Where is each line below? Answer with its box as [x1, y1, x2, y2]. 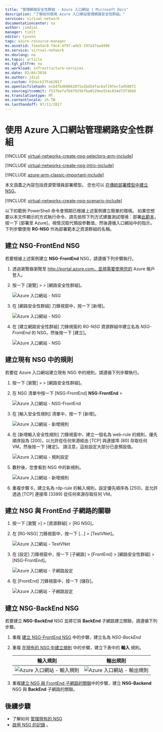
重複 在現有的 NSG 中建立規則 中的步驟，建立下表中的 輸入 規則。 [12, 645, 144, 651]
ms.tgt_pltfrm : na [5, 61, 42, 66]
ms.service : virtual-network [5, 48, 64, 53]
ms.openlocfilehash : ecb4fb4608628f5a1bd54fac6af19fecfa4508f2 [5, 84, 136, 89]
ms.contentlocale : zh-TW [5, 98, 55, 103]
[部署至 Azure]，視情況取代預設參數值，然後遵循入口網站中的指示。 [18, 220, 155, 226]
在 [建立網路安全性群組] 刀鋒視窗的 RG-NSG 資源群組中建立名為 [12, 323, 140, 329]
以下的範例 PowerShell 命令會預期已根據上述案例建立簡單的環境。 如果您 [5, 208, 151, 214]
